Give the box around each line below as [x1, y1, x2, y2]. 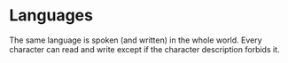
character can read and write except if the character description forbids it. [9, 43, 280, 54]
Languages [9, 5, 93, 26]
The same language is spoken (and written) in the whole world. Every [9, 35, 263, 45]
